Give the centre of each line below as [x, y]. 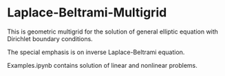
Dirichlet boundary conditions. [50, 38]
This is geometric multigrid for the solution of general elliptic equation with [113, 31]
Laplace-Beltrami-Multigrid [87, 13]
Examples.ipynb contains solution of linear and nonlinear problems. [103, 65]
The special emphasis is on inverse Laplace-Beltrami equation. [96, 52]
